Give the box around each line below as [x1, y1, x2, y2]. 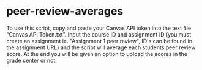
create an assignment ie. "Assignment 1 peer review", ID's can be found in [6, 37, 193, 44]
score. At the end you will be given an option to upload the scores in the [6, 50, 188, 57]
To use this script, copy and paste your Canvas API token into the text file [6, 24, 192, 32]
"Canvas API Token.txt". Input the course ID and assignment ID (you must [6, 30, 192, 38]
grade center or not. [6, 57, 57, 64]
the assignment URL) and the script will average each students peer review [6, 44, 196, 51]
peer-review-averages [6, 4, 124, 18]
